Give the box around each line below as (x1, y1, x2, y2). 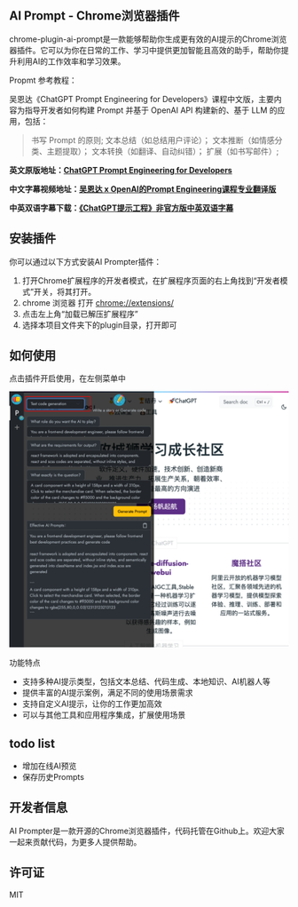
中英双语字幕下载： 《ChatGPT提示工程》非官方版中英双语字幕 (9, 203, 234, 213)
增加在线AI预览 (21, 760, 77, 771)
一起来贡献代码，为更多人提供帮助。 (9, 836, 142, 847)
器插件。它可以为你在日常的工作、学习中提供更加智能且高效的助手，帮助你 (9, 44, 281, 55)
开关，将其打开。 (33, 286, 96, 297)
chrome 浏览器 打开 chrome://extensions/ (21, 297, 175, 308)
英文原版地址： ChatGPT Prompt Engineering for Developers (9, 164, 232, 175)
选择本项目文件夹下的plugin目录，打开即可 (21, 319, 177, 330)
